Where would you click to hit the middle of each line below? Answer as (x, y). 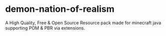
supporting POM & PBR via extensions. (45, 28)
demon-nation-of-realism (60, 9)
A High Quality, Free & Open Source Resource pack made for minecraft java (83, 23)
